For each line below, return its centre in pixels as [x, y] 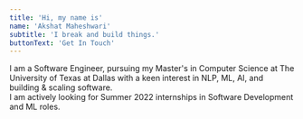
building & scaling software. [61, 87]
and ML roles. [35, 107]
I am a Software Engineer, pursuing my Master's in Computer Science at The [152, 69]
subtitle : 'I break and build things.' [85, 34]
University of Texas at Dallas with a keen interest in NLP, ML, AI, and [137, 78]
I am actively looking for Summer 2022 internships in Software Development [151, 97]
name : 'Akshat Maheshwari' [60, 26]
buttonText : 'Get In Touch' [62, 43]
